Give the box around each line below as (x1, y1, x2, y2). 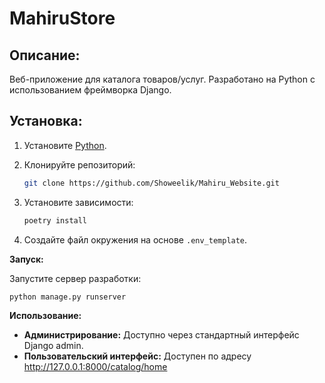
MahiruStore (9, 7, 116, 30)
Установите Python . (23, 139, 107, 151)
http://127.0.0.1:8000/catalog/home (23, 361, 168, 373)
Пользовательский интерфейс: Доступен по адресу (23, 350, 252, 362)
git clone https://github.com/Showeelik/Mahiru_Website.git (23, 178, 280, 188)
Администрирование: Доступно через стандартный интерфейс (23, 329, 300, 341)
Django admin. (23, 340, 84, 352)
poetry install (23, 215, 88, 226)
